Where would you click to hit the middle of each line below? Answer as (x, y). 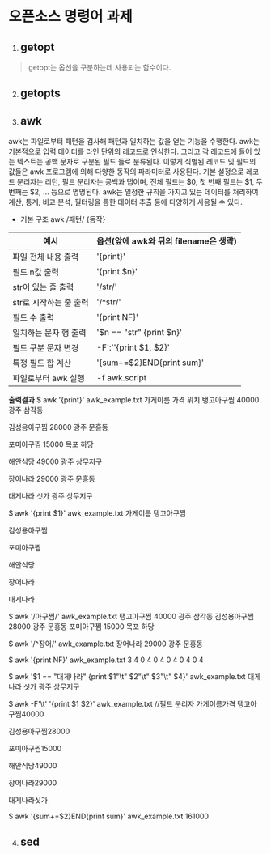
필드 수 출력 (34, 318)
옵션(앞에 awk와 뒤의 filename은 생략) (167, 241)
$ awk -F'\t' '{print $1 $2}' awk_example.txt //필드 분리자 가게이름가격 (122, 704)
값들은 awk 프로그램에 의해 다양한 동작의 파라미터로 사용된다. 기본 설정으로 (126, 172)
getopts (40, 93)
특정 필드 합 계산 (42, 363)
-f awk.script (122, 378)
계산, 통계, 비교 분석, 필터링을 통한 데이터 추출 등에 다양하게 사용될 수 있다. (125, 202)
